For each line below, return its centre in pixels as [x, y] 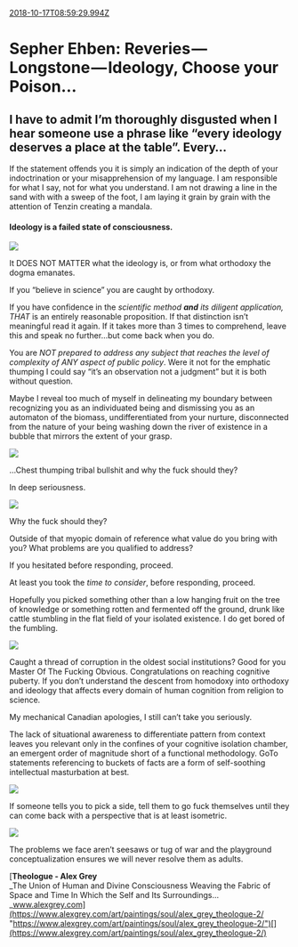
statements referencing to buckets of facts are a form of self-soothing [137, 763]
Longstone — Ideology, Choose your [144, 68]
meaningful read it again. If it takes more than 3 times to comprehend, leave [148, 326]
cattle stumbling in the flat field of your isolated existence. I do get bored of [147, 619]
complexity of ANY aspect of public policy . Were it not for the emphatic [140, 362]
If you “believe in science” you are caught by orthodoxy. [112, 290]
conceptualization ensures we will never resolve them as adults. [126, 859]
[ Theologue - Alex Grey [53, 877]
